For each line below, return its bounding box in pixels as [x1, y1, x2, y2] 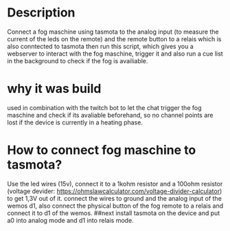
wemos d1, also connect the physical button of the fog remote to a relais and [7, 201, 224, 210]
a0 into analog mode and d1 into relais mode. [7, 216, 134, 224]
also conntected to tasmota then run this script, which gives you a [7, 42, 194, 50]
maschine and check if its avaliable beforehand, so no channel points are [7, 111, 214, 119]
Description [7, 5, 76, 21]
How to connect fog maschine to [7, 142, 196, 158]
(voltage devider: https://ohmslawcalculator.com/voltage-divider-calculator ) [7, 187, 222, 195]
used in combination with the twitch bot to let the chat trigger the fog [7, 103, 202, 111]
